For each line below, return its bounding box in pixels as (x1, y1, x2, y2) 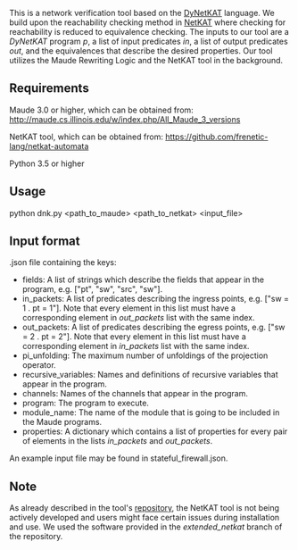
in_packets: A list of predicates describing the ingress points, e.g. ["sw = (21, 294, 290, 304)
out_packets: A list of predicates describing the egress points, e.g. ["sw (21, 321, 286, 333)
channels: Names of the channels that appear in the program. (21, 388, 248, 399)
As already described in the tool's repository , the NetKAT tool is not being (9, 503, 279, 513)
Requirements (9, 80, 89, 96)
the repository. (9, 531, 63, 542)
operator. (21, 360, 56, 371)
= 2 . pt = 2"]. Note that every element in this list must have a (21, 331, 247, 342)
